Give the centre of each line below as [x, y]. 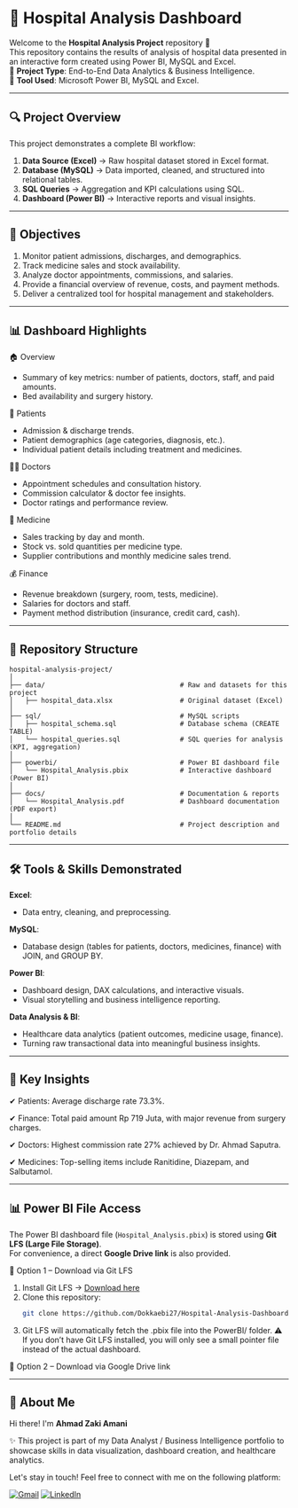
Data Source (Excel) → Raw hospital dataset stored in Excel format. [145, 160]
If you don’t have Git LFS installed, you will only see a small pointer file [150, 1340]
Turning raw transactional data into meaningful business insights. [141, 1043]
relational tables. [52, 179]
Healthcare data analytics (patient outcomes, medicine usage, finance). [153, 1034]
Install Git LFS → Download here [81, 1287]
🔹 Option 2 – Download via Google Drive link [90, 1366]
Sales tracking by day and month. [83, 537]
